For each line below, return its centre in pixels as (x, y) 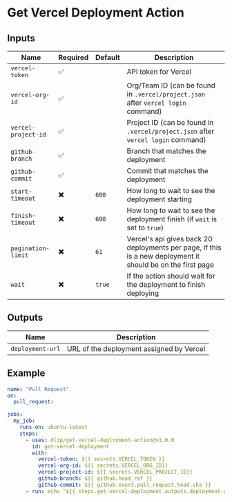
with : (40, 453)
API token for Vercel (159, 72)
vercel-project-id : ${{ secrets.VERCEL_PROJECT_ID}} (115, 472)
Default (108, 58)
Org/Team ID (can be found (171, 86)
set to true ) (145, 228)
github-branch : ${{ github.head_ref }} (95, 479)
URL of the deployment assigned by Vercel (136, 348)
